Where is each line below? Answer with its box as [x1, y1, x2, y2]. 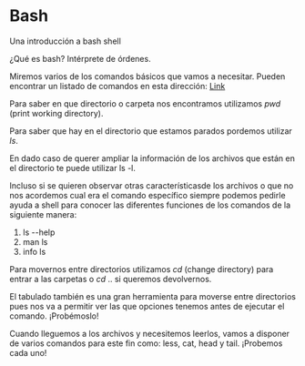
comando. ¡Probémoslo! [9, 310, 99, 321]
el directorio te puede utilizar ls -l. [9, 162, 137, 173]
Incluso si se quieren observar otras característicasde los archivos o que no [9, 179, 294, 191]
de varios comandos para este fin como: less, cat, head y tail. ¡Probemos [9, 338, 283, 349]
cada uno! [9, 347, 47, 358]
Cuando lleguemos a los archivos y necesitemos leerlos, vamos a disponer [9, 328, 290, 339]
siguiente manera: [9, 208, 77, 219]
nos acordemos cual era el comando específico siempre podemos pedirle [9, 189, 286, 200]
